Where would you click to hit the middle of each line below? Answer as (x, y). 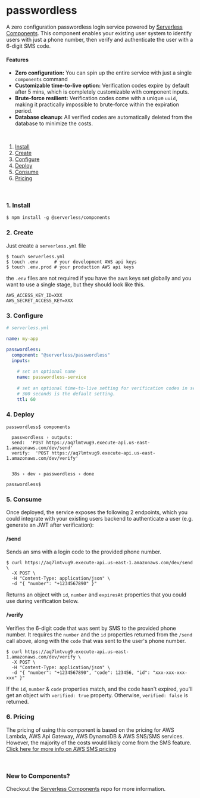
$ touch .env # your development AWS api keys (71, 262)
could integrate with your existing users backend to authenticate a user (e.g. (100, 519)
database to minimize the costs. (54, 123)
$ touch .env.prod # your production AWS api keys (70, 267)
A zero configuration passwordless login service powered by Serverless (94, 27)
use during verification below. (43, 601)
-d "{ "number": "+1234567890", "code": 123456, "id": (81, 672)
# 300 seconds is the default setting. (66, 394)
